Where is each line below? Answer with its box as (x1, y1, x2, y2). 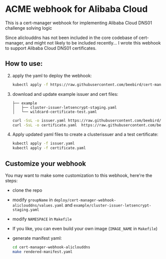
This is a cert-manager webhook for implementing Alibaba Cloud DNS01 (5, 20, 152, 26)
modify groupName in (12, 197, 53, 203)
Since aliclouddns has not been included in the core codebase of (5, 35, 138, 41)
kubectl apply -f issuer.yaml (12, 141, 75, 146)
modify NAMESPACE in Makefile (12, 216, 72, 222)
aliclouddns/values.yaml (12, 203, 64, 208)
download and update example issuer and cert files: (12, 91, 118, 97)
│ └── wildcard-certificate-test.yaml (12, 109, 97, 114)
